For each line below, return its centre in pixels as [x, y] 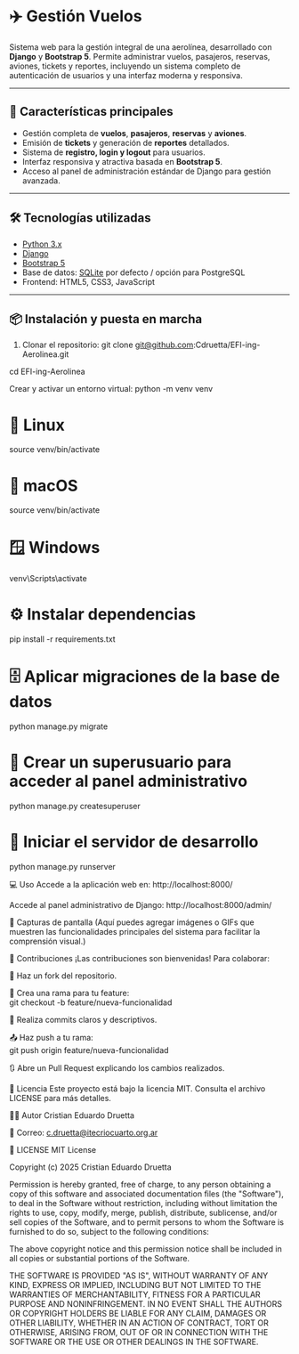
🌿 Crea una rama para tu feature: [69, 993]
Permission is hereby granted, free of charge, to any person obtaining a [140, 1184]
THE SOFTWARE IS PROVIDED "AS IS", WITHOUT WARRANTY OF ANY [139, 1275]
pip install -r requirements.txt [62, 639]
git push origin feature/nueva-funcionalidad [89, 1050]
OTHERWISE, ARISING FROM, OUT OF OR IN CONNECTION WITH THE [139, 1332]
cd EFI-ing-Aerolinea [48, 372]
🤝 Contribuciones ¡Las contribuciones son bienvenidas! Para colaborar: [139, 958]
